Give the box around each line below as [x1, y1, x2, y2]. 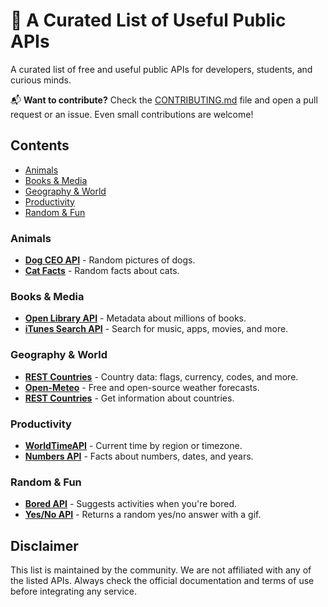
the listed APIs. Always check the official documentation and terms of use [10, 575, 315, 587]
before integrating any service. [10, 585, 138, 598]
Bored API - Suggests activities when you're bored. [24, 498, 238, 510]
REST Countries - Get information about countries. [24, 392, 235, 404]
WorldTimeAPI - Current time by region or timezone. [24, 439, 243, 451]
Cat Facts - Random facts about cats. [24, 265, 180, 277]
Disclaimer [10, 537, 79, 554]
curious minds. [10, 74, 72, 86]
